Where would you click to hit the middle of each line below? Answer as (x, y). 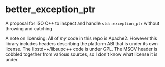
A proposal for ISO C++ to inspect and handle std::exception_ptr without (82, 23)
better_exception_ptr (51, 9)
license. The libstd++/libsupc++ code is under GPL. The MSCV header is (81, 49)
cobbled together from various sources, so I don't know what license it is (81, 54)
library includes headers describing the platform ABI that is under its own (82, 43)
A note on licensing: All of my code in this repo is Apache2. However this (81, 38)
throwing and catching (29, 28)
